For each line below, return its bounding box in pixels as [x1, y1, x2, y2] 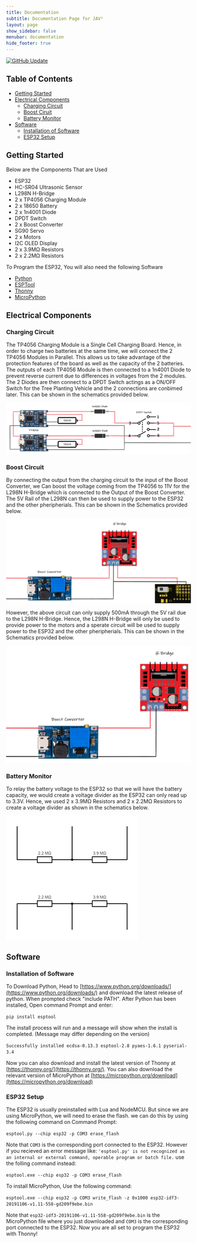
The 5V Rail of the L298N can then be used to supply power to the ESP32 [6, 495, 184, 502]
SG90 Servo [14, 227, 45, 234]
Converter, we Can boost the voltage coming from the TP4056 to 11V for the [6, 483, 190, 490]
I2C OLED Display [14, 239, 57, 246]
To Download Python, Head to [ [6, 983, 82, 990]
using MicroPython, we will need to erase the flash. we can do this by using [6, 1112, 189, 1119]
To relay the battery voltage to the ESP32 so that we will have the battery [6, 786, 182, 793]
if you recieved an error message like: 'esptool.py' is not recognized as [6, 1147, 186, 1154]
